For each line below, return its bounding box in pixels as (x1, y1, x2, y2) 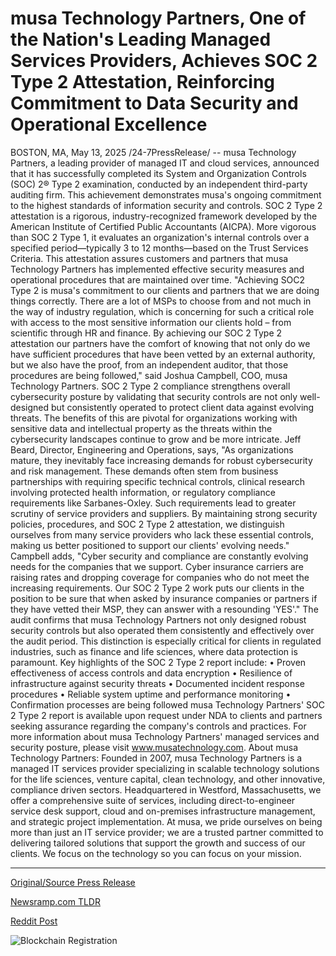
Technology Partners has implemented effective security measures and (10, 263, 305, 275)
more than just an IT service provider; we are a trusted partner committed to (10, 826, 324, 838)
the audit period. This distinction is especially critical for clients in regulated (10, 635, 322, 647)
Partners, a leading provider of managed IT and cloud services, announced (10, 157, 320, 169)
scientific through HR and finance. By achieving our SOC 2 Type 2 (10, 327, 283, 339)
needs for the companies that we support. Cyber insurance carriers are (10, 560, 305, 572)
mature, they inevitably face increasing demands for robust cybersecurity (10, 454, 313, 466)
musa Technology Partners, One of (10, 7, 307, 30)
